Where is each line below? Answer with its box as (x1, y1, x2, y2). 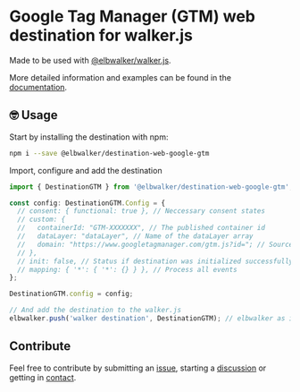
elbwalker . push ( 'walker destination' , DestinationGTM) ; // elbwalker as (9, 314, 286, 323)
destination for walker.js (9, 25, 194, 46)
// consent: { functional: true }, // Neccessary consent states (17, 207, 266, 216)
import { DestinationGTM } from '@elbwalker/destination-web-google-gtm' (9, 182, 290, 192)
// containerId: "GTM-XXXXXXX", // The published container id (17, 224, 266, 233)
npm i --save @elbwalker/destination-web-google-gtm (9, 149, 210, 158)
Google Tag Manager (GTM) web (9, 6, 256, 27)
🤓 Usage (9, 107, 58, 123)
